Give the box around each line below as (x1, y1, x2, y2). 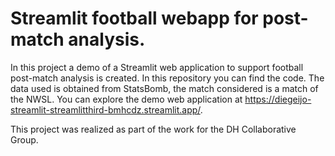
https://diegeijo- (244, 93, 312, 105)
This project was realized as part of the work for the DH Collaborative (10, 123, 297, 135)
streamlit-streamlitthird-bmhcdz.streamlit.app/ (10, 103, 201, 116)
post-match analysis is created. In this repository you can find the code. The (10, 72, 325, 84)
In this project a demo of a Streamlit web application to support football (10, 61, 304, 73)
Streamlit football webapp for (10, 7, 259, 30)
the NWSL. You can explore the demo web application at (10, 93, 243, 105)
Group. (10, 133, 39, 146)
